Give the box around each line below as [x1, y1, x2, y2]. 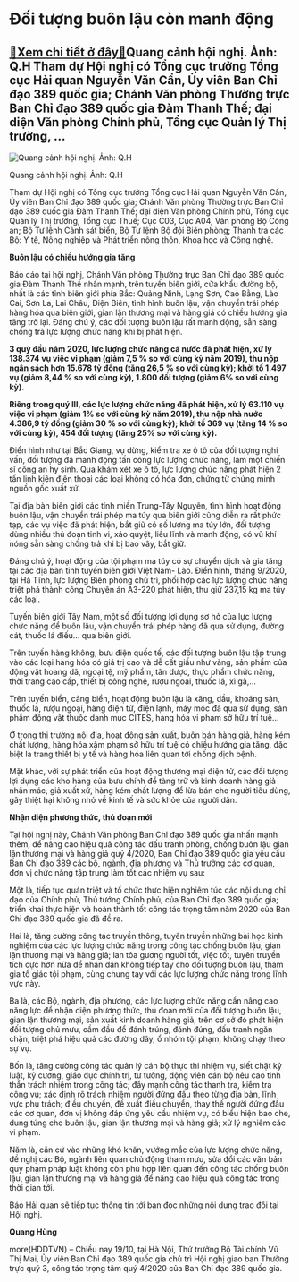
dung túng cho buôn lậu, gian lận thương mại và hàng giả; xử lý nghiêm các [9, 1117, 286, 1128]
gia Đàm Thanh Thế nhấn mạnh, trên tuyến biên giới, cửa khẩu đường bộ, [9, 278, 278, 289]
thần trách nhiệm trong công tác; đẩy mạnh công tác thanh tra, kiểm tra [9, 1080, 272, 1090]
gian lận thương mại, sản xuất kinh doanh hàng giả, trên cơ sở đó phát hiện [9, 1014, 284, 1025]
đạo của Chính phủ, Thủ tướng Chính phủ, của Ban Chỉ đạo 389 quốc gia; [9, 894, 279, 904]
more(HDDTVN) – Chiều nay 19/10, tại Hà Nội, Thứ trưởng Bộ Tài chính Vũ [9, 1244, 279, 1254]
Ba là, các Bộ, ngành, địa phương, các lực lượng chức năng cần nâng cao [9, 996, 278, 1006]
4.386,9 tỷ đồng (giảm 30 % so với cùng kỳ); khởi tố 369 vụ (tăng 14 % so [9, 418, 287, 429]
